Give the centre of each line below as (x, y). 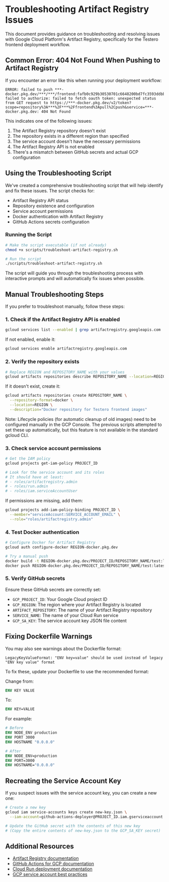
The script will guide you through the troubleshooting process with (74, 273)
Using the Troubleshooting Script (58, 173)
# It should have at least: (35, 477)
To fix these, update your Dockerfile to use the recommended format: (77, 671)
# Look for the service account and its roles (55, 472)
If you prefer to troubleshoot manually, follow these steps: (65, 306)
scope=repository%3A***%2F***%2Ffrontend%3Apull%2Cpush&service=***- (80, 107)
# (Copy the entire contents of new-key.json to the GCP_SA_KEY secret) (83, 831)
